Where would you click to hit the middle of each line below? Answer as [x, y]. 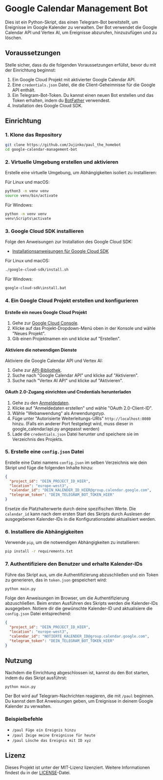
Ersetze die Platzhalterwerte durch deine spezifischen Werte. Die [71, 509]
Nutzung [19, 661]
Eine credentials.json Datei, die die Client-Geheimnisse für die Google [84, 85]
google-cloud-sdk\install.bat [36, 288]
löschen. [14, 38]
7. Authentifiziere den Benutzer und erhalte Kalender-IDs [74, 564]
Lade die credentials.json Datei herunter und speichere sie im [75, 434]
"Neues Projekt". [29, 334]
